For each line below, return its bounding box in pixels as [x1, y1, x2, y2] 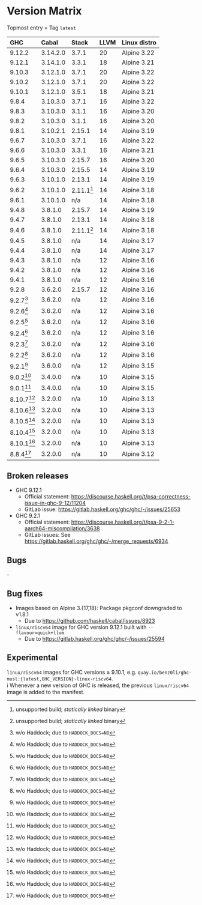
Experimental [7, 653, 58, 663]
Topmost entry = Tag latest [7, 24, 77, 31]
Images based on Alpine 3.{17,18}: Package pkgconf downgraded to [15, 604, 182, 611]
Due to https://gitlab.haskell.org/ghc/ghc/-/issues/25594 [24, 635, 165, 642]
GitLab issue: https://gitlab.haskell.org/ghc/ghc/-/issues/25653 [24, 506, 180, 513]
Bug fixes [7, 589, 43, 599]
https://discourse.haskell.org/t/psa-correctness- [71, 493, 191, 500]
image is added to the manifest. [7, 688, 85, 695]
